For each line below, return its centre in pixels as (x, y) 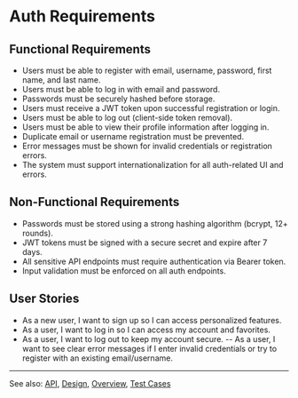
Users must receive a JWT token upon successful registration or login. (151, 108)
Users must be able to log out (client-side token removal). (127, 118)
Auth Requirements (82, 16)
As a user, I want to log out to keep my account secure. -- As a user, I (149, 338)
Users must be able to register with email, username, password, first (147, 70)
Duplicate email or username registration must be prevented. (133, 136)
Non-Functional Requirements (94, 202)
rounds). (37, 233)
